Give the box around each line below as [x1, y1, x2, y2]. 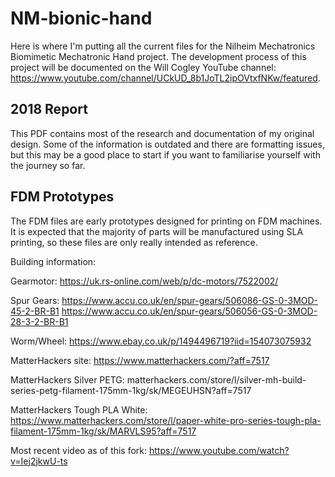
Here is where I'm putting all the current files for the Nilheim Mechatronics [10, 40, 316, 52]
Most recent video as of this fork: [10, 444, 148, 456]
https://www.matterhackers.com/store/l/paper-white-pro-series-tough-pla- [10, 414, 322, 426]
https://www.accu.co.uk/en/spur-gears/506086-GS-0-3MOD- [61, 294, 319, 306]
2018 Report [10, 101, 88, 118]
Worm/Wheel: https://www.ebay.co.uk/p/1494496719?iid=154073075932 [10, 335, 312, 347]
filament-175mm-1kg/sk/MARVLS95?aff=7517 [10, 425, 197, 437]
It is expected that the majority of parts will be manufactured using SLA [10, 225, 304, 237]
